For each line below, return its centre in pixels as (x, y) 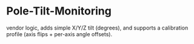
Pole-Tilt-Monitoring (59, 11)
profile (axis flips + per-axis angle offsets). (59, 34)
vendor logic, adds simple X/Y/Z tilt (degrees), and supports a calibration (97, 28)
